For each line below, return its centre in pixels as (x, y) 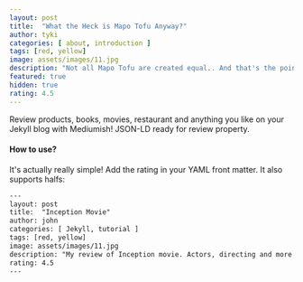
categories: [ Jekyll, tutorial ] (74, 230)
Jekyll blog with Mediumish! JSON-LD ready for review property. (129, 128)
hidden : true (34, 85)
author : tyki (34, 34)
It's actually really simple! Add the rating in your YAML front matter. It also (146, 169)
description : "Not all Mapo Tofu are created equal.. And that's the (143, 69)
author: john (34, 221)
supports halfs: (37, 179)
